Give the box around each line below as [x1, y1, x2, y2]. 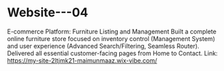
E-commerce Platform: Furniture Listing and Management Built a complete [7, 27, 217, 35]
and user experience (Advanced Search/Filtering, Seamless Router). [7, 42, 200, 50]
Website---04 [7, 5, 89, 20]
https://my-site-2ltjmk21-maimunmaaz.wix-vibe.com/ [7, 56, 158, 64]
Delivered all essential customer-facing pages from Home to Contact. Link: [7, 49, 218, 57]
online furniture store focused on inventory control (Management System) [7, 34, 216, 42]
